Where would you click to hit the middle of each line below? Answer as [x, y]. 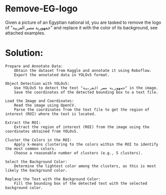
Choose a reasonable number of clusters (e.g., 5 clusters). [78, 153]
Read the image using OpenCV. [45, 105]
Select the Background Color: [36, 162]
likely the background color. [36, 170]
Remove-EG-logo [41, 9]
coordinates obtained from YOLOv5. [42, 131]
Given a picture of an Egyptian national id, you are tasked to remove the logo [83, 22]
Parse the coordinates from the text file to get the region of [82, 110]
